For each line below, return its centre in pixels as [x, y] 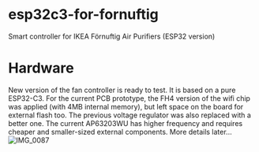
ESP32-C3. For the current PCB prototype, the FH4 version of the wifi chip [129, 98]
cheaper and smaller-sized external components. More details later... [120, 132]
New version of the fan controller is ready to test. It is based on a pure [122, 90]
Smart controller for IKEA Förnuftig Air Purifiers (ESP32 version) [112, 36]
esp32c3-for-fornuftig [84, 15]
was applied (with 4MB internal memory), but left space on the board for [126, 106]
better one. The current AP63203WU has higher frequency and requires [126, 123]
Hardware [41, 68]
